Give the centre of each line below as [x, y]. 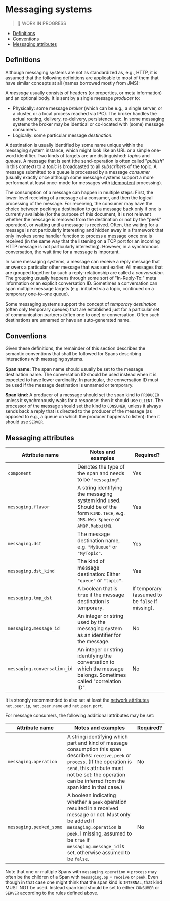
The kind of [91, 561]
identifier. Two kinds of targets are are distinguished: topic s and [83, 155]
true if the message [101, 595]
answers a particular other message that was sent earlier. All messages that [84, 267]
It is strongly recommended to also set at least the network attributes [77, 700]
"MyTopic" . [90, 553]
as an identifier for [99, 635]
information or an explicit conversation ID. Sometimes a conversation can [81, 283]
